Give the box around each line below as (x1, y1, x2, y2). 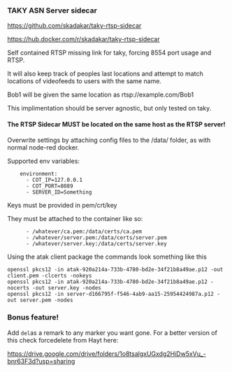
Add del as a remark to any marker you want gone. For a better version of (7, 328, 218, 337)
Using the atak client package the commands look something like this (7, 252, 208, 261)
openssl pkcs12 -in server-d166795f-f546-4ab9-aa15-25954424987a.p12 (7, 290, 215, 297)
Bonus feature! (7, 313, 59, 322)
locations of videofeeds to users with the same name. (7, 77, 162, 85)
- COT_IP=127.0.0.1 (25, 176, 82, 183)
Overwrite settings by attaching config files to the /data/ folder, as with (7, 136, 211, 144)
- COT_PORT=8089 (25, 183, 73, 189)
